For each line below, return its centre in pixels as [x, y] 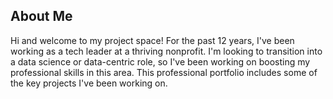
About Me [41, 16]
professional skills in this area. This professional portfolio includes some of [164, 72]
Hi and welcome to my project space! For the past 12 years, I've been [152, 40]
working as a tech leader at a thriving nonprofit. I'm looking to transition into [166, 51]
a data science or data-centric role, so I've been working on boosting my [160, 61]
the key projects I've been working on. [89, 83]
